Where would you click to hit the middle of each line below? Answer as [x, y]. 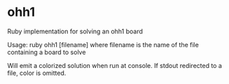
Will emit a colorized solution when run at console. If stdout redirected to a [115, 65]
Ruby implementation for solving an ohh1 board [75, 31]
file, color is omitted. [37, 73]
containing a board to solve [47, 52]
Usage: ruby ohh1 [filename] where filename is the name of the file [103, 44]
